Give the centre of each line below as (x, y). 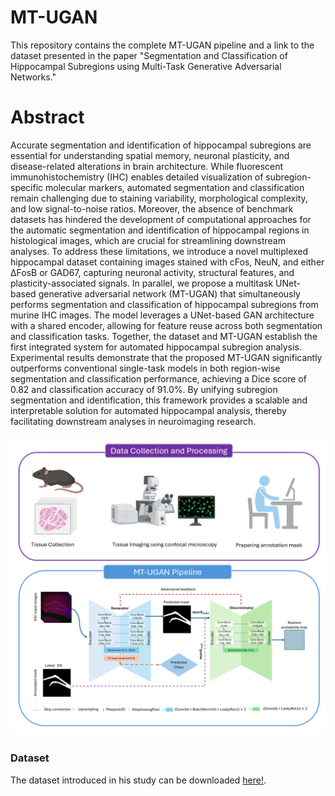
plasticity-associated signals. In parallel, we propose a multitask (142, 283)
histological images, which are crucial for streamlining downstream (148, 240)
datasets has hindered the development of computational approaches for (161, 219)
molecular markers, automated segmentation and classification (175, 187)
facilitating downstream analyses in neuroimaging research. (133, 421)
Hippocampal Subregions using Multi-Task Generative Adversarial (146, 66)
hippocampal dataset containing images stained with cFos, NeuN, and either (167, 262)
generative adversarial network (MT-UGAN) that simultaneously (169, 293)
